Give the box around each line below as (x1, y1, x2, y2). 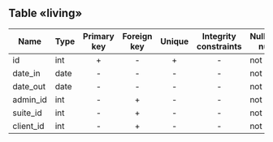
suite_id (12, 107, 42, 118)
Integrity (201, 30, 237, 41)
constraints (196, 41, 242, 52)
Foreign (122, 30, 153, 41)
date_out (12, 80, 46, 92)
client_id (12, 120, 45, 131)
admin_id (12, 93, 47, 105)
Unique (159, 36, 189, 47)
